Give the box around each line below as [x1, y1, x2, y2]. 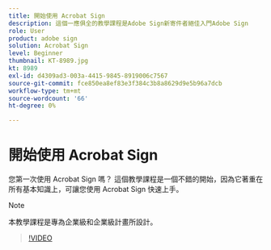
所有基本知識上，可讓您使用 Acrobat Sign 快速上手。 [8, 185, 184, 194]
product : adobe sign [8, 34, 78, 43]
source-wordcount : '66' [8, 94, 89, 102]
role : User [8, 27, 45, 35]
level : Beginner [8, 49, 63, 57]
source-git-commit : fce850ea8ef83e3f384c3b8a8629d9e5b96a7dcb [8, 79, 222, 87]
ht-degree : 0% [8, 102, 57, 110]
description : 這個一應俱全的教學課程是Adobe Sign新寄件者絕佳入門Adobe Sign [8, 19, 249, 27]
